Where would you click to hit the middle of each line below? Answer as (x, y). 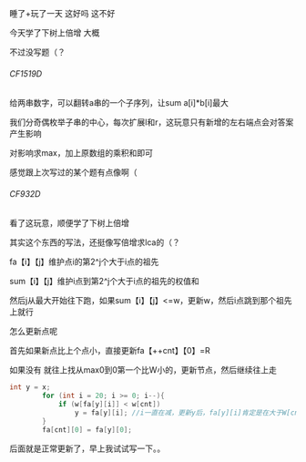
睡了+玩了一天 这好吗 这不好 (62, 13)
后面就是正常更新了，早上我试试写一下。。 (87, 448)
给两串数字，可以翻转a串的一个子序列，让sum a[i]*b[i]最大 (119, 103)
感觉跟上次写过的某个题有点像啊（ (73, 172)
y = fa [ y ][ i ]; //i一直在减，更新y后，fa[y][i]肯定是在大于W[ (183, 413)
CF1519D (26, 73)
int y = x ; (30, 387)
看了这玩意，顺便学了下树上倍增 (69, 223)
